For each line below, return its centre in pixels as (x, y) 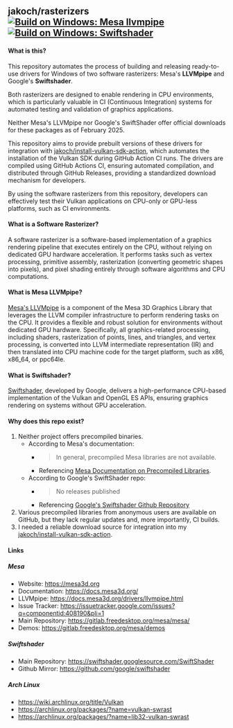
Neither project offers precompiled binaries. (80, 437)
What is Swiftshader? (40, 375)
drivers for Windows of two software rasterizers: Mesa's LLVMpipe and (122, 73)
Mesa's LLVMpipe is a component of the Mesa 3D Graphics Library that (110, 307)
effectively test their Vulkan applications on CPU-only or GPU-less (103, 201)
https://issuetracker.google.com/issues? (118, 605)
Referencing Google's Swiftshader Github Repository (114, 505)
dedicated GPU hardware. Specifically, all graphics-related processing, (109, 330)
